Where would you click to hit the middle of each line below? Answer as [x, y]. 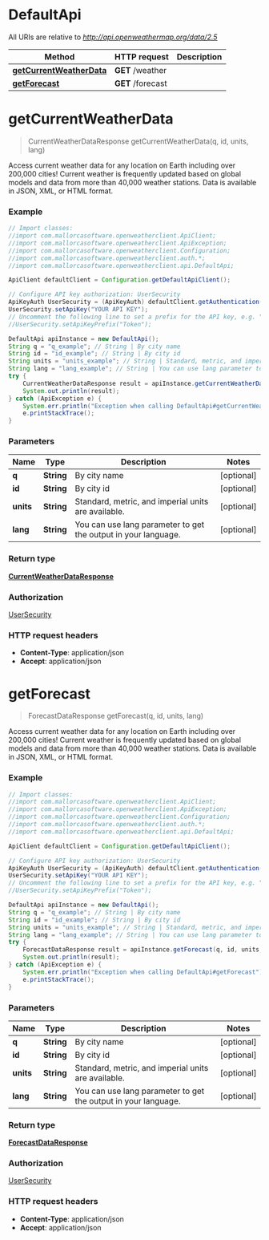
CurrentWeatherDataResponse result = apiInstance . [109, 383]
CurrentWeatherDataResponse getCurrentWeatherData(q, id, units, [138, 141]
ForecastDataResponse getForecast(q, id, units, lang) [116, 716]
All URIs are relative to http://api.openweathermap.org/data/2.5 [113, 37]
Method [60, 56]
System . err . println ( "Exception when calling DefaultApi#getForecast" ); [145, 972]
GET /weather [141, 70]
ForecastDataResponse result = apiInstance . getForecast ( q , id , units [141, 950]
